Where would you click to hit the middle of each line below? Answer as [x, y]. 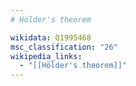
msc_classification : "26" [64, 47]
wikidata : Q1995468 [51, 37]
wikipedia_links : [46, 56]
